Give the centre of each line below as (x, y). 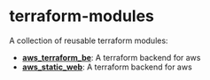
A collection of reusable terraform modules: (89, 40)
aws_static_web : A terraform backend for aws (107, 67)
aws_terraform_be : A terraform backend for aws (111, 57)
